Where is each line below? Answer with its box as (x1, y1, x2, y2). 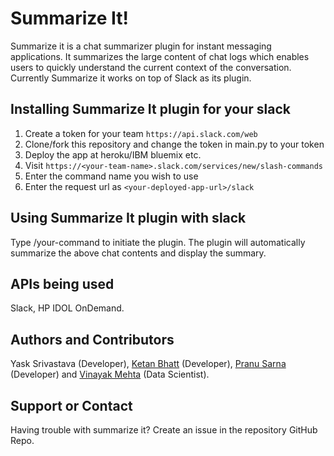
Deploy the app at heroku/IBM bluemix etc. (24, 148, 202, 161)
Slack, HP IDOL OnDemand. (10, 302, 125, 314)
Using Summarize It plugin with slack (10, 210, 247, 227)
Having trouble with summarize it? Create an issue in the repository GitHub (10, 424, 318, 436)
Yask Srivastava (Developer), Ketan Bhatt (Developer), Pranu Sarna (10, 358, 287, 370)
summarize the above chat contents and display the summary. (10, 247, 267, 259)
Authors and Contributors (10, 331, 175, 348)
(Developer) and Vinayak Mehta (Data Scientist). (10, 368, 210, 381)
